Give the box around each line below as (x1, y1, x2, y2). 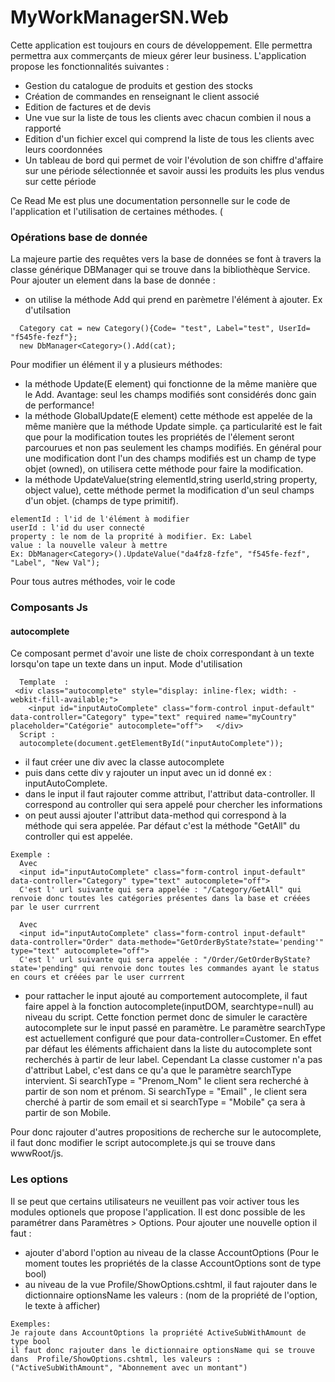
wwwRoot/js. (10, 1147, 64, 1160)
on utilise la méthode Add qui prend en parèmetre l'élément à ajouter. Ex (24, 294, 323, 306)
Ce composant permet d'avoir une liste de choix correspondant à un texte (10, 647, 315, 660)
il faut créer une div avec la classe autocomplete (24, 756, 225, 768)
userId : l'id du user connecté (10, 523, 145, 533)
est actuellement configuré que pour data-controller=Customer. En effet (24, 1032, 322, 1045)
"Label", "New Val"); (10, 558, 101, 568)
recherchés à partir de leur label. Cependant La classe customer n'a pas (24, 1054, 323, 1066)
